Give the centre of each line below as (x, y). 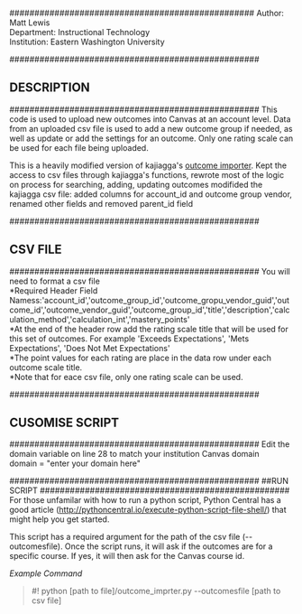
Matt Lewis (30, 23)
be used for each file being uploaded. (79, 147)
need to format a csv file (55, 281)
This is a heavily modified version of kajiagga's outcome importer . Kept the (148, 165)
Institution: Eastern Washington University (87, 42)
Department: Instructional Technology (80, 32)
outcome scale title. (46, 367)
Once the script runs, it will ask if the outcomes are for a (169, 546)
